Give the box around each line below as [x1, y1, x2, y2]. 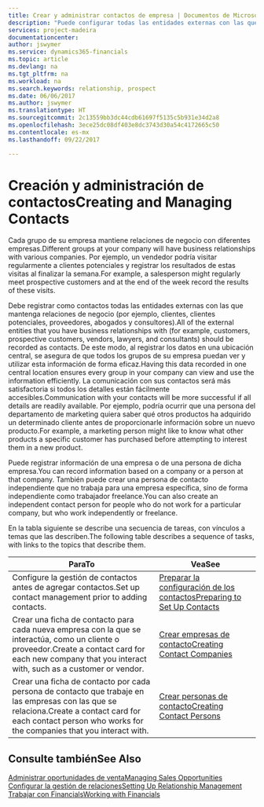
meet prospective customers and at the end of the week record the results [8, 277, 249, 287]
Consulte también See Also [8, 752, 141, 765]
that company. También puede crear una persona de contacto [8, 475, 209, 484]
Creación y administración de [8, 176, 204, 194]
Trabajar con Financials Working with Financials [8, 790, 161, 799]
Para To [68, 559, 96, 570]
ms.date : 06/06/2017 [8, 92, 76, 100]
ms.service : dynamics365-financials [8, 48, 128, 56]
